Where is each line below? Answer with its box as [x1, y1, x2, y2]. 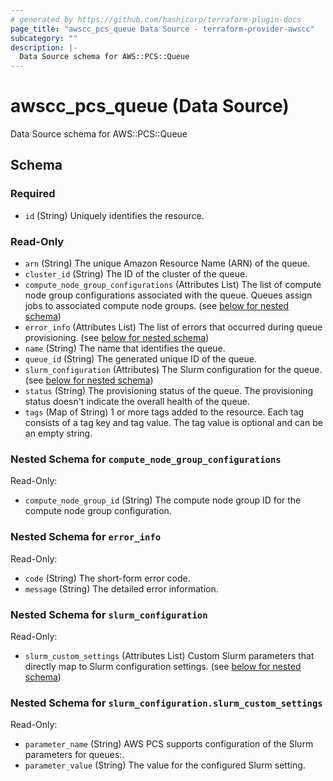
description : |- [10, 42, 78, 53]
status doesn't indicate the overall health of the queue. [24, 396, 251, 408]
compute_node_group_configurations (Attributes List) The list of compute [24, 279, 322, 291]
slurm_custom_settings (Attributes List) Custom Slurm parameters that [24, 649, 315, 661]
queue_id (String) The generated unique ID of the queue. [24, 353, 257, 365]
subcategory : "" [10, 33, 78, 43]
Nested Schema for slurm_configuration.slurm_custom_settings [10, 696, 323, 710]
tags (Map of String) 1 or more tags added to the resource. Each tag [24, 406, 305, 418]
